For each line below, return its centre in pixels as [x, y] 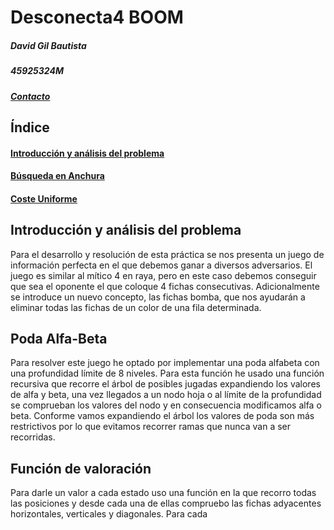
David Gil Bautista [48, 45]
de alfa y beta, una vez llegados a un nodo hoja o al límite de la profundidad [166, 395]
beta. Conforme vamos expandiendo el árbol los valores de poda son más [162, 416]
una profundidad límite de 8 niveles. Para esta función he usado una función [167, 373]
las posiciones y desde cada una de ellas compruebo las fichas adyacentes [166, 503]
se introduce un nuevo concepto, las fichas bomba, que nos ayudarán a [158, 297]
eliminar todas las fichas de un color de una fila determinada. [136, 307]
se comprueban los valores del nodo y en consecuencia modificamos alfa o [166, 405]
